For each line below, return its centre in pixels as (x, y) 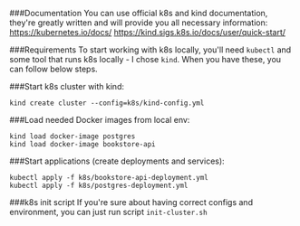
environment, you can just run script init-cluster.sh (108, 212)
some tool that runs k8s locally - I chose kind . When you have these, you (145, 59)
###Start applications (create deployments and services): (117, 161)
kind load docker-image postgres (73, 137)
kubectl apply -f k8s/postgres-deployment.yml (99, 185)
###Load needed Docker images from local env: (100, 120)
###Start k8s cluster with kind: (67, 86)
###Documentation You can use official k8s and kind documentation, (139, 13)
